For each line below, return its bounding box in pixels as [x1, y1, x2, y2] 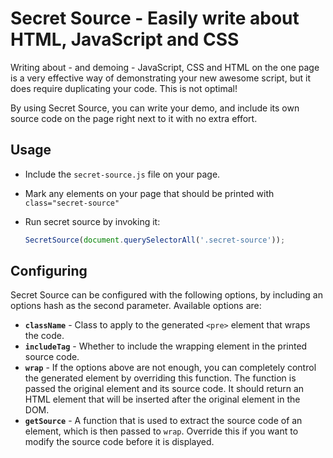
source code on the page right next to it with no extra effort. [10, 112, 258, 124]
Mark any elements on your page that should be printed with [24, 187, 275, 199]
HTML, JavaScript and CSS [10, 28, 240, 51]
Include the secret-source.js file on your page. [24, 168, 221, 180]
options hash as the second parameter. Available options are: [10, 300, 262, 312]
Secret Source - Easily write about [10, 7, 300, 30]
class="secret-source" [24, 198, 120, 208]
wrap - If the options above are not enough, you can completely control [24, 362, 317, 374]
